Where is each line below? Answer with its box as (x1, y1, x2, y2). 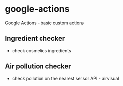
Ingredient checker (5, 34, 65, 43)
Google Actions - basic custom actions (5, 20, 84, 26)
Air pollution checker (5, 62, 71, 71)
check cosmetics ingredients (12, 47, 72, 53)
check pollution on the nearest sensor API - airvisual (12, 75, 119, 81)
